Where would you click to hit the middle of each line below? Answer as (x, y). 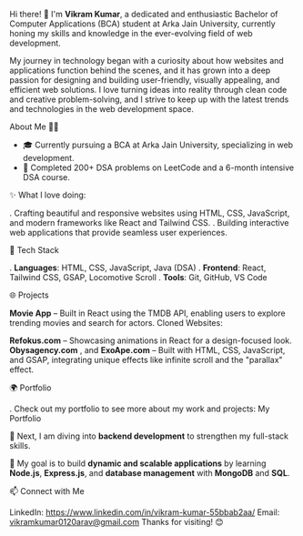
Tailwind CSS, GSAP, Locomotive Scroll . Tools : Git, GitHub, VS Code (139, 277)
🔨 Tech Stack (34, 250)
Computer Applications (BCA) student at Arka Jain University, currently (142, 24)
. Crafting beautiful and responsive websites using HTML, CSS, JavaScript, (150, 213)
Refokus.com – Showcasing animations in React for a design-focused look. (151, 340)
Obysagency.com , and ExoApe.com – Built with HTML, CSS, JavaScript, (147, 350)
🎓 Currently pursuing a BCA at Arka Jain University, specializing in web (158, 145)
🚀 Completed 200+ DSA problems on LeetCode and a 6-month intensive (158, 167)
